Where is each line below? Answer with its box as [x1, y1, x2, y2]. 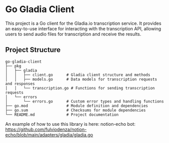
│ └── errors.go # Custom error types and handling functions [5, 99, 164, 104]
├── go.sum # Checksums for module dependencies [5, 108, 146, 113]
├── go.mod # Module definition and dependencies [5, 103, 148, 108]
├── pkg [5, 63, 22, 69]
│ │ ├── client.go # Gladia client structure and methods [5, 72, 151, 77]
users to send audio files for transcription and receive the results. [5, 31, 142, 37]
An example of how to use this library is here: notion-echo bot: [5, 121, 136, 127]
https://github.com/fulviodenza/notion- [5, 126, 87, 132]
